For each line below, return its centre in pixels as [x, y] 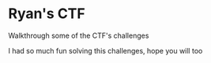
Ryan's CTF [47, 14]
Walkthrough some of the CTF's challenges [79, 35]
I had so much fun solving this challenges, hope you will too [105, 50]
